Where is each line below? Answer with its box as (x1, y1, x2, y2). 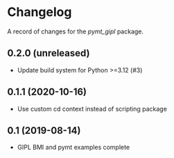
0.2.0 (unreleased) (7, 47, 90, 59)
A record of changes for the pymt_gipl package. (7, 27, 144, 35)
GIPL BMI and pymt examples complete (17, 143, 130, 152)
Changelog (7, 4, 72, 20)
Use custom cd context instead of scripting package (17, 104, 168, 113)
